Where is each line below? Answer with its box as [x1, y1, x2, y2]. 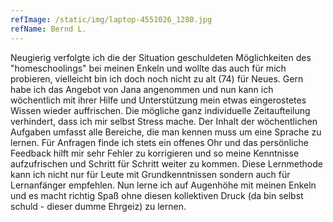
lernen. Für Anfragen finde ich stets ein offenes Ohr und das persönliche [10, 136, 309, 148]
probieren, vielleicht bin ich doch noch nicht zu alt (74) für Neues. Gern [10, 72, 304, 85]
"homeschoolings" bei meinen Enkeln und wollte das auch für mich [10, 62, 287, 74]
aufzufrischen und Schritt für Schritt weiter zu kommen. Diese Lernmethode [10, 157, 323, 170]
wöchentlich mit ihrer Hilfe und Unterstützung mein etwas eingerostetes [10, 94, 307, 106]
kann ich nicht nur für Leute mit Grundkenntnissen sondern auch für [10, 168, 291, 180]
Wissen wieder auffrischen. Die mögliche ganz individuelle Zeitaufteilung [10, 104, 311, 116]
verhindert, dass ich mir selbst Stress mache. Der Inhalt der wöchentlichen [10, 115, 318, 127]
